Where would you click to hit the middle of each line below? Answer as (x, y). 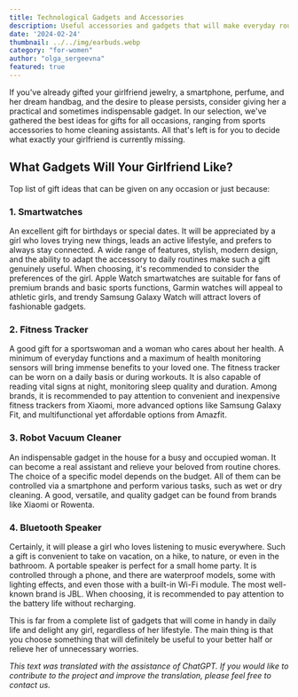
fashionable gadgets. (48, 306)
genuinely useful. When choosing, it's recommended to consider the (134, 268)
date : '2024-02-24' (45, 34)
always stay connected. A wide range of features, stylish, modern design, (144, 249)
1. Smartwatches (46, 211)
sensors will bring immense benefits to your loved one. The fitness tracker (145, 368)
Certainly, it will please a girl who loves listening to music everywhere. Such (147, 546)
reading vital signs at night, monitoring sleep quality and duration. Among (143, 386)
